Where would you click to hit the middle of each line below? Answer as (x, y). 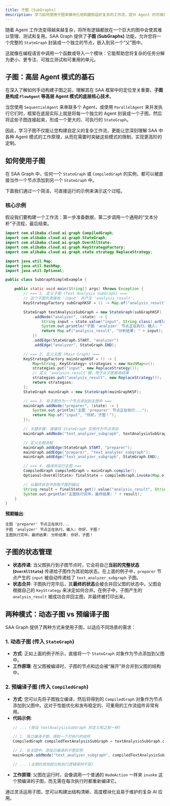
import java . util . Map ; (29, 261)
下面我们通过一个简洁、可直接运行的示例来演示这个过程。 (65, 191)
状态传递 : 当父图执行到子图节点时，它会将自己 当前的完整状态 (76, 565)
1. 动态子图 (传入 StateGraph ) (40, 641)
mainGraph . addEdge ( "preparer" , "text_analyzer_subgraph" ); (87, 452)
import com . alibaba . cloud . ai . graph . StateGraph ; (56, 238)
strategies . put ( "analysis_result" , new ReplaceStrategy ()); (97, 378)
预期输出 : (15, 514)
